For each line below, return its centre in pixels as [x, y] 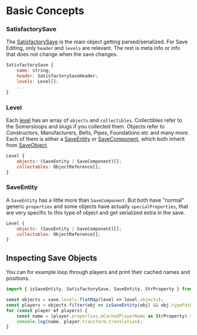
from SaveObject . [27, 145]
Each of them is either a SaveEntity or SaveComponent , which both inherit [95, 139]
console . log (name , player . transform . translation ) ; [80, 322]
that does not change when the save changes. [62, 55]
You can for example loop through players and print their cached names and [98, 272]
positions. [18, 278]
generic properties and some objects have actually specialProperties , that [97, 206]
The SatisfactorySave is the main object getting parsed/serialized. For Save [97, 42]
